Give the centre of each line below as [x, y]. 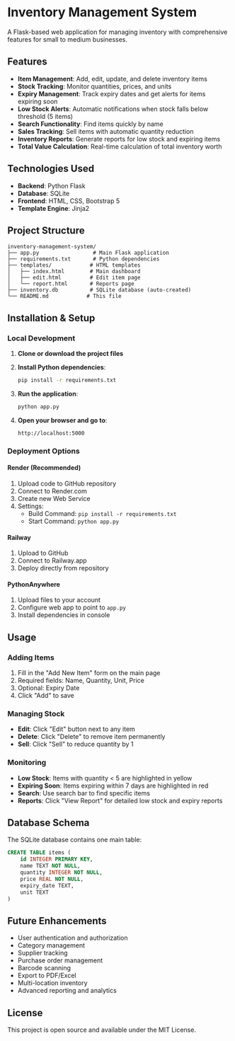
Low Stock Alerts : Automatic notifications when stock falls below [113, 109]
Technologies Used [51, 169]
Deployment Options [44, 451]
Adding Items [31, 657]
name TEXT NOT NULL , [50, 866]
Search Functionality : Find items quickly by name [91, 124]
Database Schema [48, 823]
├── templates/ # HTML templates [74, 265]
